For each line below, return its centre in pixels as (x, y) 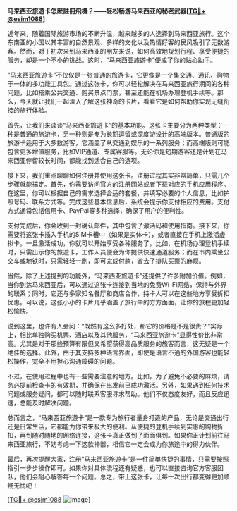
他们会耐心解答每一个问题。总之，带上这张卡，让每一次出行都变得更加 (121, 476)
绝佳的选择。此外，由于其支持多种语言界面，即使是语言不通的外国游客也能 (115, 352)
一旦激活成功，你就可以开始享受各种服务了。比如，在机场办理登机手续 (128, 243)
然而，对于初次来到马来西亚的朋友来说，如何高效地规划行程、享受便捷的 (124, 51)
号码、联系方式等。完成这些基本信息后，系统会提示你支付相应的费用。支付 (121, 202)
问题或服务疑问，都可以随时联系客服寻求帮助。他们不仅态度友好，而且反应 (115, 394)
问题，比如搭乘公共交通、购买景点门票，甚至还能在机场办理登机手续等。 (112, 92)
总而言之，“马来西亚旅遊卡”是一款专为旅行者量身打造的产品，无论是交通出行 (118, 418)
